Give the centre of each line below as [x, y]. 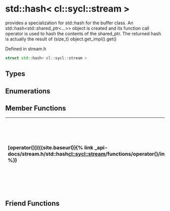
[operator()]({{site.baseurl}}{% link [51, 148]
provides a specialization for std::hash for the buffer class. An [69, 23]
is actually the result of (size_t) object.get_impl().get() [61, 39]
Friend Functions [32, 203]
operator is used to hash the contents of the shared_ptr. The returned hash [83, 33]
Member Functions [36, 108]
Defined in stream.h [26, 49]
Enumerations [28, 91]
